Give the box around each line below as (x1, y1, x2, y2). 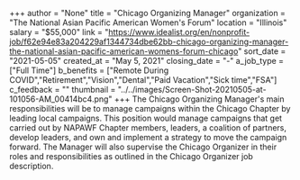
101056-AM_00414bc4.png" (9, 94, 113, 104)
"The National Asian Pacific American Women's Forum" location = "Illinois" (9, 17, 287, 28)
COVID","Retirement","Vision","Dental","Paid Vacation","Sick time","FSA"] (9, 75, 277, 85)
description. (9, 161, 54, 171)
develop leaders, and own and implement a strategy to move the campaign (9, 132, 287, 142)
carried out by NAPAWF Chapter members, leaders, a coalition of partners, (9, 122, 286, 133)
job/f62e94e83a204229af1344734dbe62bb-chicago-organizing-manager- (9, 36, 289, 47)
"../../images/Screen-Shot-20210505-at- (117, 85, 268, 94)
